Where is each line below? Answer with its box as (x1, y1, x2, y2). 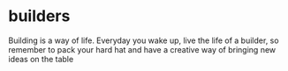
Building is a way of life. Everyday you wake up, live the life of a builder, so (8, 35, 279, 46)
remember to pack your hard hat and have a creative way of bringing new (8, 44, 277, 54)
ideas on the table (8, 53, 74, 64)
